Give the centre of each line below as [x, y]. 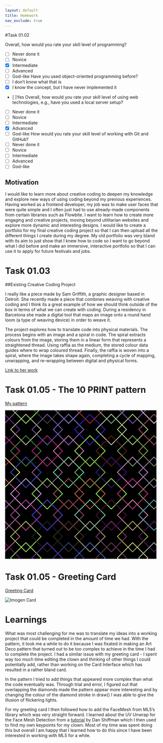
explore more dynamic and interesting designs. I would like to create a [76, 225]
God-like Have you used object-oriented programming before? [75, 76]
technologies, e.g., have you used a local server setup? [68, 102]
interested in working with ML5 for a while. [48, 735]
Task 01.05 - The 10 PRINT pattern [76, 390]
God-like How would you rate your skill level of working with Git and [80, 134]
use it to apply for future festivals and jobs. [48, 251]
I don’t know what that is [37, 82]
